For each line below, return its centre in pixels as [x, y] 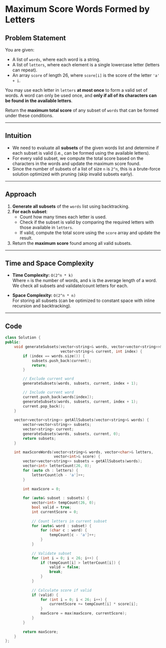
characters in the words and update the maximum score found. [76, 163]
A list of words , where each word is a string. [56, 59]
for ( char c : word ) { [64, 530]
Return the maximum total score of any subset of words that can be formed [82, 110]
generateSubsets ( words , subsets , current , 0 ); [72, 434]
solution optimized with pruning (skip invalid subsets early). [73, 174]
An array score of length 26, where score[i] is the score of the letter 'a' [86, 75]
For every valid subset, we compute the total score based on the [78, 158]
